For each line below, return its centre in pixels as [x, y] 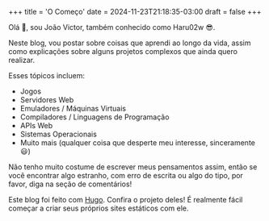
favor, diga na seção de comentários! [70, 184]
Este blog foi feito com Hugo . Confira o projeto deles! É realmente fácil [126, 200]
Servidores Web [47, 100]
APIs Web [36, 125]
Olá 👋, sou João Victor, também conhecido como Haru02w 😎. [112, 27]
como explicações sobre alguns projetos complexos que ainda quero [123, 51]
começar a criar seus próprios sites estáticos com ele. [99, 208]
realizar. [22, 60]
